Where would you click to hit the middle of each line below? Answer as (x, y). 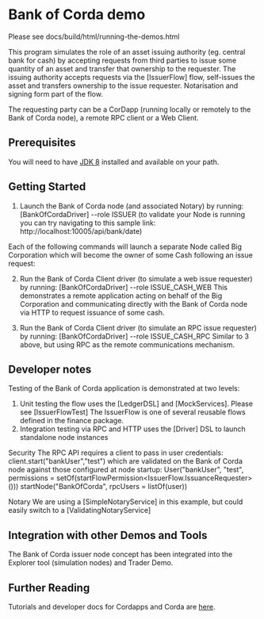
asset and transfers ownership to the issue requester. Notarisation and (123, 86)
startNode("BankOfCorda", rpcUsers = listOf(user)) (104, 487)
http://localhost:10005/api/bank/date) (81, 231)
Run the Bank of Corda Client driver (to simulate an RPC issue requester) (138, 327)
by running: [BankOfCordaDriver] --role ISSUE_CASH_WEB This (124, 287)
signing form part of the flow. (55, 94)
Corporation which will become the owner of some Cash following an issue (131, 254)
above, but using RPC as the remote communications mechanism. (127, 344)
